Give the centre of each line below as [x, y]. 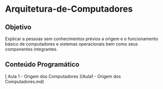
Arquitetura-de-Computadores [69, 9]
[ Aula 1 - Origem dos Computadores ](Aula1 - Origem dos [63, 76]
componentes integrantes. [31, 49]
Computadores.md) [25, 81]
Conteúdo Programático [42, 65]
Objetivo [18, 27]
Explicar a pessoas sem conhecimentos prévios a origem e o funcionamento [81, 39]
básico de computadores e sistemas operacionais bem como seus [72, 44]
